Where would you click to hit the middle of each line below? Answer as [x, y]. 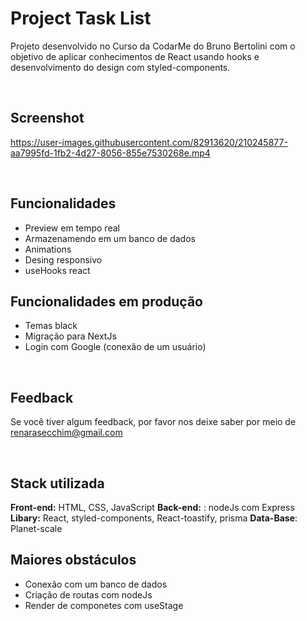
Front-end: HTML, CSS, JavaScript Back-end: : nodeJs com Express [152, 507]
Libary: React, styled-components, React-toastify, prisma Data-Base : [154, 518]
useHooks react [57, 270]
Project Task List [81, 18]
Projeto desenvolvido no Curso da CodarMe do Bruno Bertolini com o [153, 46]
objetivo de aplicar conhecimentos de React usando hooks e [135, 56]
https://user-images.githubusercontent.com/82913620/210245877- [149, 142]
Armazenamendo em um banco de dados [110, 238]
